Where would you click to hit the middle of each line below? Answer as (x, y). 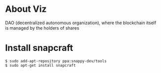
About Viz (26, 9)
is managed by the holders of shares (42, 28)
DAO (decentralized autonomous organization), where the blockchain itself (81, 23)
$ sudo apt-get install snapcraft (41, 65)
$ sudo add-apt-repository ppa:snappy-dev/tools (56, 61)
